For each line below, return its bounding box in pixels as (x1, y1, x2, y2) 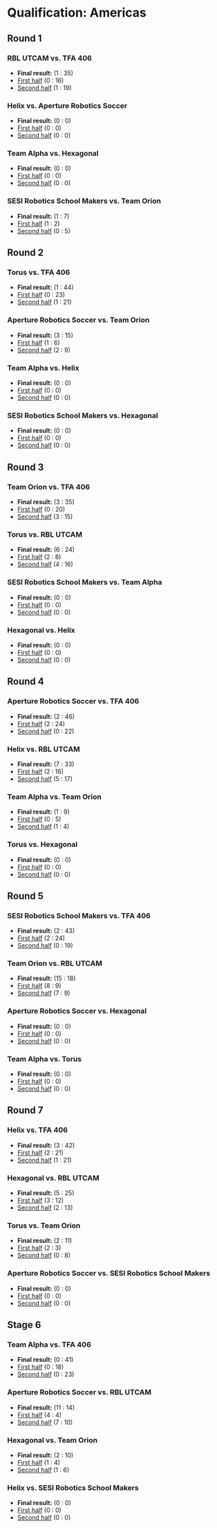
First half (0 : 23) (17, 291, 66, 299)
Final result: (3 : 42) (17, 1141, 75, 1149)
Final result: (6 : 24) (17, 546, 75, 554)
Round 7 (7, 1104, 44, 1116)
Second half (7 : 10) (17, 1418, 73, 1426)
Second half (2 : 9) (17, 345, 71, 354)
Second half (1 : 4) (17, 823, 70, 831)
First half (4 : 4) (17, 1410, 62, 1419)
